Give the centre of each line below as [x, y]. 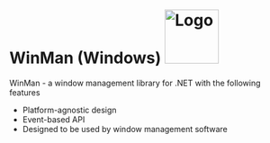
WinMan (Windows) [85, 58]
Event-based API [54, 119]
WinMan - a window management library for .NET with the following [135, 83]
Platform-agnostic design [69, 110]
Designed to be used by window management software [125, 129]
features [25, 92]
